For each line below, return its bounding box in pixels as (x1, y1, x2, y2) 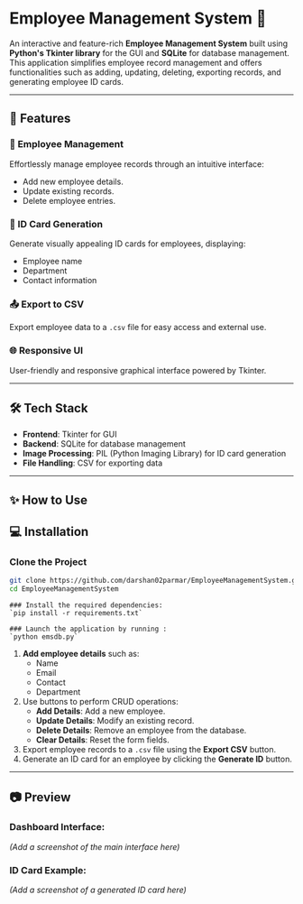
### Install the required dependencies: (9, 601, 164, 610)
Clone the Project (9, 556, 87, 568)
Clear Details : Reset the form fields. (35, 734, 170, 745)
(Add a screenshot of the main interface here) (9, 841, 180, 852)
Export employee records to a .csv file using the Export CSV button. (22, 744, 277, 755)
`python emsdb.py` (9, 632, 78, 641)
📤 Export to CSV (9, 298, 85, 310)
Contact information (22, 274, 97, 285)
